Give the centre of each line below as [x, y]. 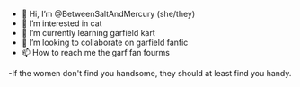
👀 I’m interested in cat [62, 23]
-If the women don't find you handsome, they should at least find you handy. [150, 73]
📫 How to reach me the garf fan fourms [95, 52]
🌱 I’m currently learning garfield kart [88, 33]
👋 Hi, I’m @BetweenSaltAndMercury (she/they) [108, 14]
